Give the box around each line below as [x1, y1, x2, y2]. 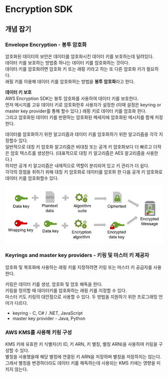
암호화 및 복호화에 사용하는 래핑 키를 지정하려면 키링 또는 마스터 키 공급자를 [5, 264, 152, 270]
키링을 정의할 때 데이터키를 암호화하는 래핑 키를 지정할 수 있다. [5, 287, 127, 293]
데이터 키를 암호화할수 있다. [5, 175, 59, 181]
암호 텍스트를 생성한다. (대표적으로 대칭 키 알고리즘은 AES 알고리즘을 [10, 150, 145, 156]
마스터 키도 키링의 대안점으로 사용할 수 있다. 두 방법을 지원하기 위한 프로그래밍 [5, 294, 158, 300]
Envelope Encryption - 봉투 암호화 [5, 41, 87, 48]
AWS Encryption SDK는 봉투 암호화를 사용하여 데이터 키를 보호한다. [5, 95, 139, 101]
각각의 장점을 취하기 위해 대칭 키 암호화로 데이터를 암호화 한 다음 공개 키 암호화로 [5, 169, 163, 175]
